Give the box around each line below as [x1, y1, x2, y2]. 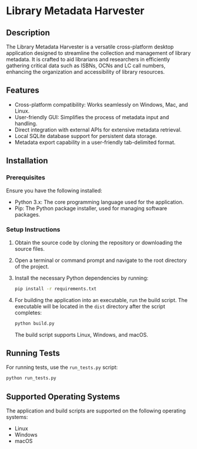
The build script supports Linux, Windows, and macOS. [14, 331, 149, 338]
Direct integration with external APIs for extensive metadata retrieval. [14, 126, 182, 133]
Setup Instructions [6, 225, 61, 234]
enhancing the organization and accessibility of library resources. [6, 68, 165, 75]
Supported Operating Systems [6, 391, 121, 402]
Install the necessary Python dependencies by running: [14, 274, 149, 281]
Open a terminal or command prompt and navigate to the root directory [14, 257, 187, 264]
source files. [14, 245, 45, 252]
